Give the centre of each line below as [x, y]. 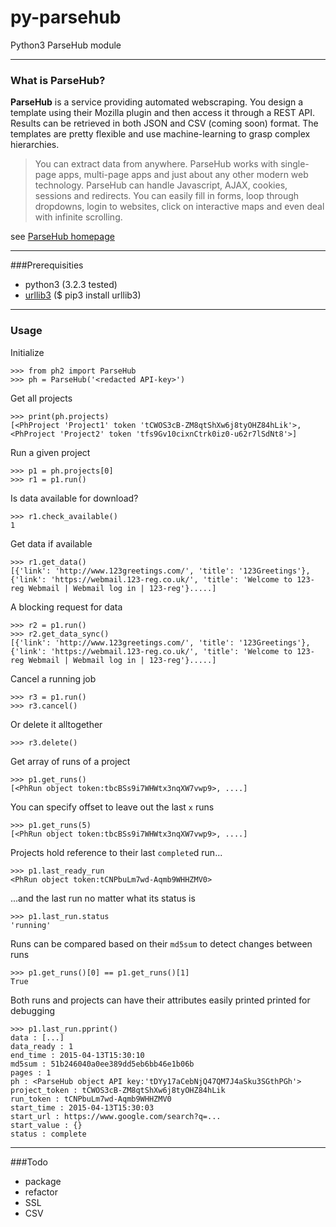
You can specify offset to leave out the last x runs [112, 807]
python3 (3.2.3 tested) [71, 285]
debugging [33, 1010]
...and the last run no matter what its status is [103, 898]
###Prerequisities [47, 265]
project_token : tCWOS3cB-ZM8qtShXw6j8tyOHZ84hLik [118, 1090]
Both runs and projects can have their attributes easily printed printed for [160, 1000]
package [43, 1181]
